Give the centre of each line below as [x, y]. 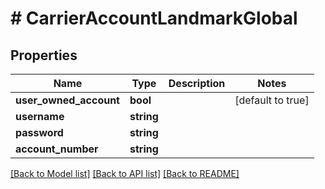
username [40, 116]
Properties [44, 55]
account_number [57, 149]
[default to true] [272, 100]
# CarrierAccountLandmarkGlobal [154, 18]
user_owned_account [67, 100]
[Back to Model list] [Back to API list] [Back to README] [125, 173]
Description [197, 83]
